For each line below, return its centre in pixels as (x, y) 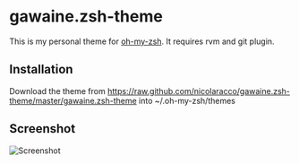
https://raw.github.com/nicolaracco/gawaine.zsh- (199, 91)
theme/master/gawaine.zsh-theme (73, 100)
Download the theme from (57, 91)
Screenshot (43, 129)
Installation (41, 69)
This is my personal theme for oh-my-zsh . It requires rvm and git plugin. (142, 41)
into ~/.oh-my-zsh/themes (187, 100)
